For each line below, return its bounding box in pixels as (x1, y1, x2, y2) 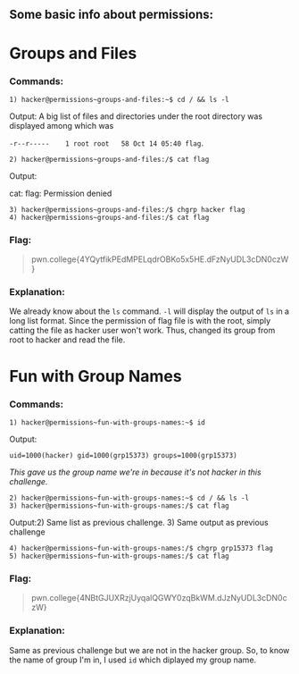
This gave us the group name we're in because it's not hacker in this (9, 467, 262, 477)
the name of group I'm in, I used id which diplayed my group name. (9, 654, 257, 665)
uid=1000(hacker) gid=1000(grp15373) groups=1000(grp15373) (9, 451, 238, 459)
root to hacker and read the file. (9, 334, 126, 345)
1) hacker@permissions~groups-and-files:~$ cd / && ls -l (9, 95, 229, 104)
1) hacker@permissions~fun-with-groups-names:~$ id (9, 417, 205, 427)
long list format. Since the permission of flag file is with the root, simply (9, 316, 271, 326)
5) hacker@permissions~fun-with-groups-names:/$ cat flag (9, 552, 229, 560)
